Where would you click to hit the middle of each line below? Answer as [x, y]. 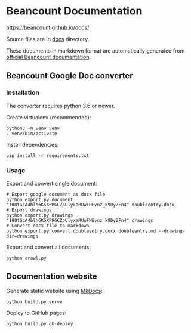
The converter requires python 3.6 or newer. [61, 106]
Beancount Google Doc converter [70, 76]
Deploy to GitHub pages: [36, 313]
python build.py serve [34, 302]
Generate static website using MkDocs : [54, 291]
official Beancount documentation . [49, 57]
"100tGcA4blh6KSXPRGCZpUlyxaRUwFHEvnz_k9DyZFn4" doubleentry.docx [90, 205]
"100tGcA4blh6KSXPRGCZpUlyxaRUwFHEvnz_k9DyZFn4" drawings [80, 220]
